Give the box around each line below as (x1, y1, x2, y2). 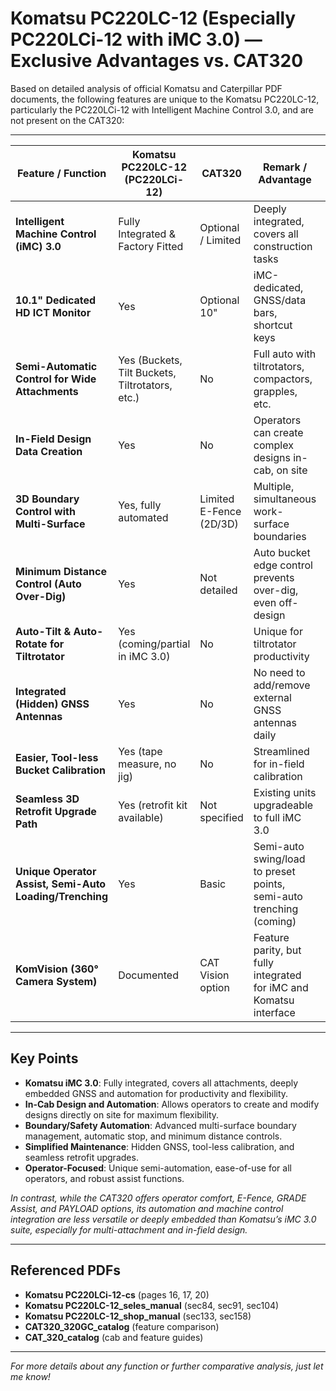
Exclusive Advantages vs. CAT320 (10, 50, 304, 72)
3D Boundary (15, 492, 80, 506)
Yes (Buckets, (118, 353, 183, 367)
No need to (253, 665, 306, 679)
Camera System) (15, 974, 98, 988)
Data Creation (15, 444, 83, 458)
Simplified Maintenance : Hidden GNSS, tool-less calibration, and (24, 1140, 295, 1152)
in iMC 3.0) (118, 649, 171, 663)
